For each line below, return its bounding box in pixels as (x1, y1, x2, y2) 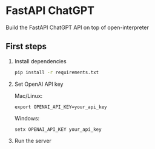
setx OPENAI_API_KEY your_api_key (14, 126, 102, 133)
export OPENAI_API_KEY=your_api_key (14, 104, 107, 110)
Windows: (14, 114, 40, 122)
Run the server (14, 137, 52, 144)
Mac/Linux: (14, 92, 43, 99)
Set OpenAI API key (14, 80, 64, 88)
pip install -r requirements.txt (14, 69, 99, 75)
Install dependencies (14, 57, 67, 64)
